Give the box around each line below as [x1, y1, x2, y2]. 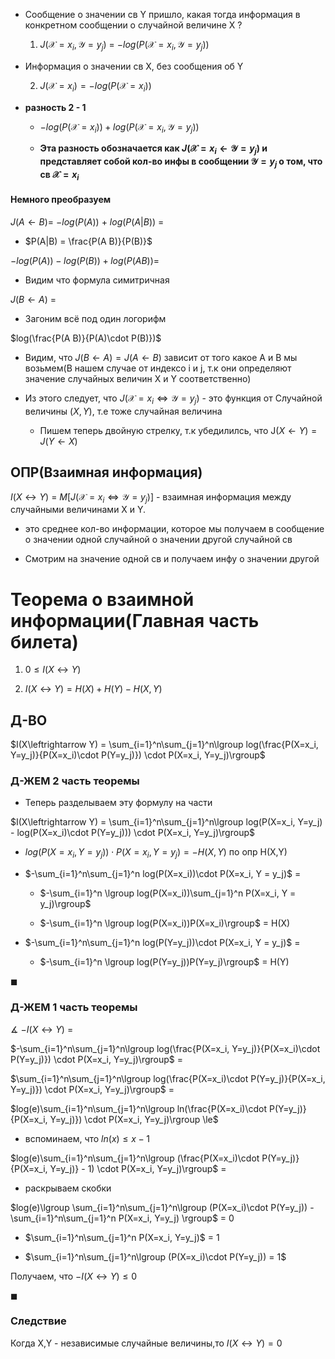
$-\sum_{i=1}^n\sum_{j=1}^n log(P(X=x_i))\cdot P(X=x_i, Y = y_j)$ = [24, 868, 302, 880]
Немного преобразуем [10, 194, 112, 206]
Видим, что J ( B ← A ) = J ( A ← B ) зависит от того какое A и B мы [24, 351, 298, 363]
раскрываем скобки [24, 1182, 112, 1194]
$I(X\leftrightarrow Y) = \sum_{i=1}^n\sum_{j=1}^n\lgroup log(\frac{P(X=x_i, [10, 739, 319, 751]
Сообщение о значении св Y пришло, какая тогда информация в [24, 9, 301, 20]
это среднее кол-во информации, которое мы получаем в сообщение [24, 523, 325, 535]
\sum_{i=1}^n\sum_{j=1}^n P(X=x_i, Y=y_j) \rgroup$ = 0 [10, 1212, 235, 1224]
